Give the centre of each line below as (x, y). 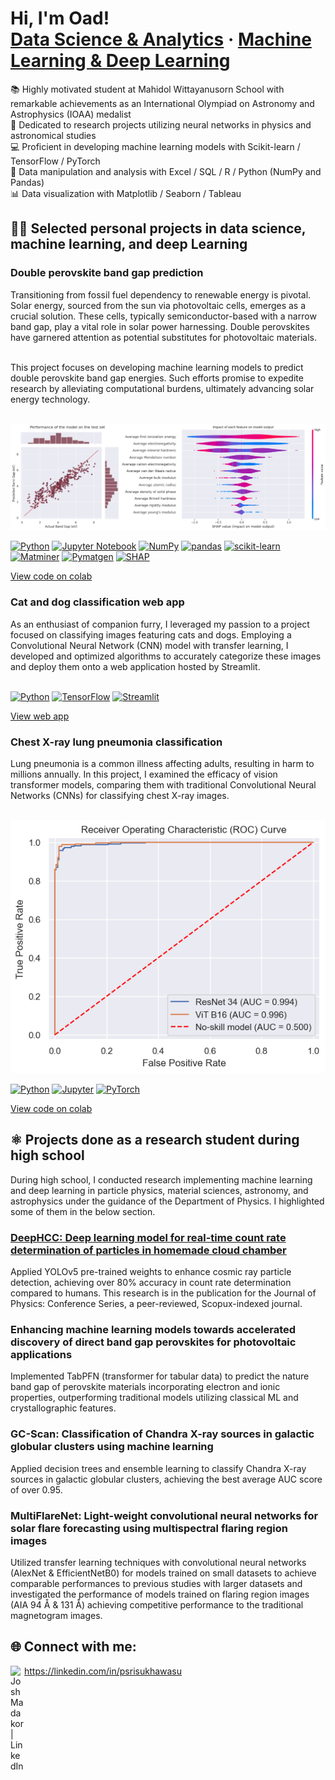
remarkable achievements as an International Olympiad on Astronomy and (162, 103)
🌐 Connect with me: (73, 1647)
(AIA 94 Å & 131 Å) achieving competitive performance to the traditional (157, 1605)
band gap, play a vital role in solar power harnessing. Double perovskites (160, 326)
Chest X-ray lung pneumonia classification (116, 742)
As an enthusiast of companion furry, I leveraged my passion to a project (160, 624)
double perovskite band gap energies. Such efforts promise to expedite (157, 378)
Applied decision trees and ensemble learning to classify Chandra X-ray (158, 1468)
